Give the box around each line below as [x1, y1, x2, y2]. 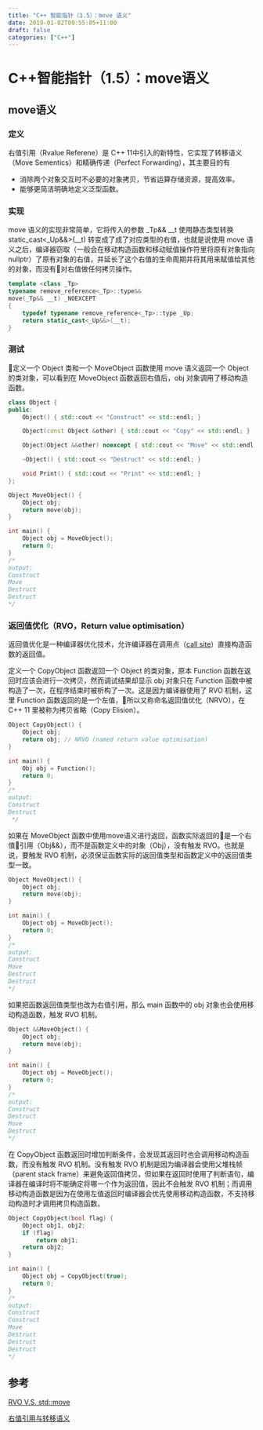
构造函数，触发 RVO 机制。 [14, 1009, 102, 1019]
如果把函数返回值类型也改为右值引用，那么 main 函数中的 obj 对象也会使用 [8, 1000, 247, 1009]
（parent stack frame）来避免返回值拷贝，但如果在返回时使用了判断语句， [8, 1169, 248, 1178]
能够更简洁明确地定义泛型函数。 [19, 184, 123, 194]
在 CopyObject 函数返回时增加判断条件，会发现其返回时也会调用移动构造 [8, 1149, 243, 1158]
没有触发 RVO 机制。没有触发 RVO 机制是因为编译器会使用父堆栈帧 [28, 1159, 243, 1169]
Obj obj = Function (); [22, 764, 96, 772]
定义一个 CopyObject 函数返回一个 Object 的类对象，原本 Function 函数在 [8, 666, 245, 676]
